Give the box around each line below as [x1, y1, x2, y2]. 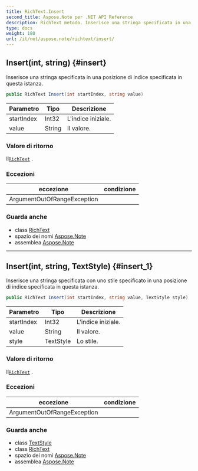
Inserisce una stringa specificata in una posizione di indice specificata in [6, 73, 183, 80]
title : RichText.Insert [6, 8, 65, 15]
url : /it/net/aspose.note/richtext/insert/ [6, 36, 115, 42]
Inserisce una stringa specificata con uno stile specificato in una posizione [6, 277, 187, 284]
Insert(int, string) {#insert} [6, 58, 107, 68]
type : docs [6, 25, 33, 31]
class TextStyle [14, 439, 52, 446]
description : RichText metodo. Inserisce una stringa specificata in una [6, 19, 192, 25]
